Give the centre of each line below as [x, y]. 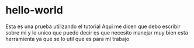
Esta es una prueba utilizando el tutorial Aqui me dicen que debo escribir [93, 26]
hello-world [34, 10]
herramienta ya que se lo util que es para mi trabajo [67, 39]
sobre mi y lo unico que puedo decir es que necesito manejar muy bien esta [97, 32]
